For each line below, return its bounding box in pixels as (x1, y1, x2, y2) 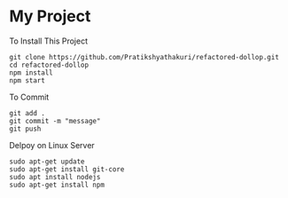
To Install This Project (9, 36, 89, 46)
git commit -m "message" (9, 116, 101, 125)
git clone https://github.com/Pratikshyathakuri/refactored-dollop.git (9, 52, 279, 61)
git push (9, 124, 42, 133)
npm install (9, 68, 53, 77)
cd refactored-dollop (9, 60, 90, 69)
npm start (9, 75, 46, 85)
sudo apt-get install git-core (9, 164, 125, 174)
